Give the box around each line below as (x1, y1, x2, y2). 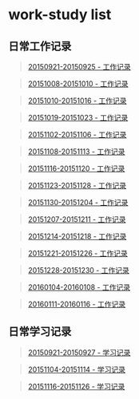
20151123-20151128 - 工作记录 (27, 181, 126, 190)
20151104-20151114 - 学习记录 (27, 365, 126, 374)
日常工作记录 (8, 39, 72, 53)
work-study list (8, 6, 112, 24)
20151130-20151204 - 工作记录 (27, 198, 129, 207)
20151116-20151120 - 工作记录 (27, 164, 125, 173)
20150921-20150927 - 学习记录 (27, 347, 131, 357)
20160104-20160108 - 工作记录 (27, 282, 130, 292)
